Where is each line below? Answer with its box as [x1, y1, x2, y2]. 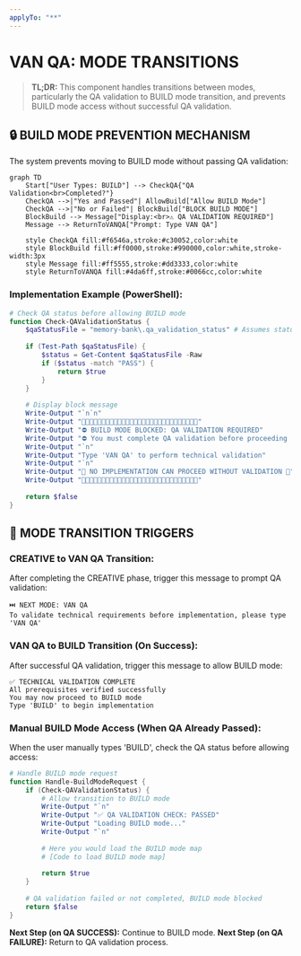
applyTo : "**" [9, 13, 63, 22]
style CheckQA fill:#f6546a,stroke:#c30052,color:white [25, 236, 239, 245]
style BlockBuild [25, 244, 90, 253]
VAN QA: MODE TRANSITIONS [9, 51, 239, 72]
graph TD [9, 173, 42, 182]
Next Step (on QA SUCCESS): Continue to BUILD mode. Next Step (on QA [9, 926, 284, 938]
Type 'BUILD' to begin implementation [9, 701, 154, 710]
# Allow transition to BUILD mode [41, 794, 170, 803]
